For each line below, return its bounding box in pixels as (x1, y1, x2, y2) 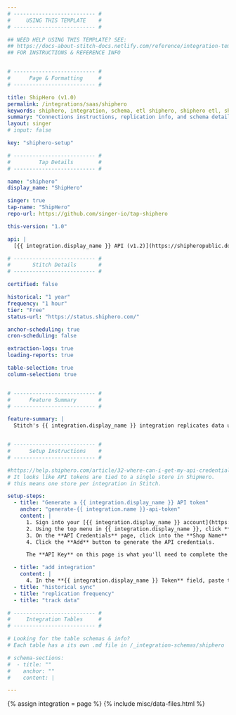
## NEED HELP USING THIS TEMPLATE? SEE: (7, 36, 128, 43)
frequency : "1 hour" (7, 300, 68, 307)
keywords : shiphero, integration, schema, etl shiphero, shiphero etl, (7, 107, 221, 114)
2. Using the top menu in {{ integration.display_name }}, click (25, 526, 221, 533)
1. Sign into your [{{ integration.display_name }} (25, 518, 181, 526)
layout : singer (7, 120, 52, 128)
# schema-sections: (7, 654, 65, 661)
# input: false (7, 127, 52, 134)
